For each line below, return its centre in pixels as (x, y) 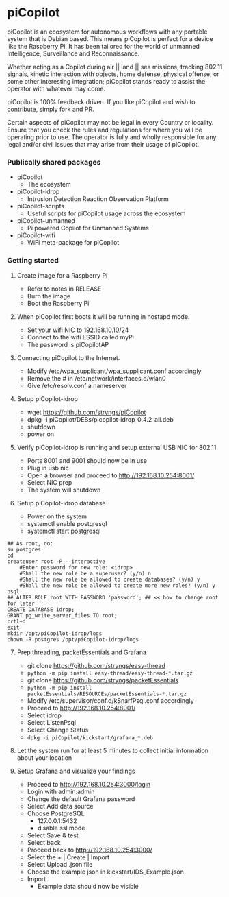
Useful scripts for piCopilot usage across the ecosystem (106, 213)
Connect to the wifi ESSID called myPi (81, 337)
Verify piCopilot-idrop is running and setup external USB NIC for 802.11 (117, 447)
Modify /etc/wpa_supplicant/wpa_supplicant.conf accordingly (114, 371)
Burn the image (49, 296)
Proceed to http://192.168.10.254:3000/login (89, 784)
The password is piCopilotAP (68, 344)
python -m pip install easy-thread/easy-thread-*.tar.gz (110, 673)
